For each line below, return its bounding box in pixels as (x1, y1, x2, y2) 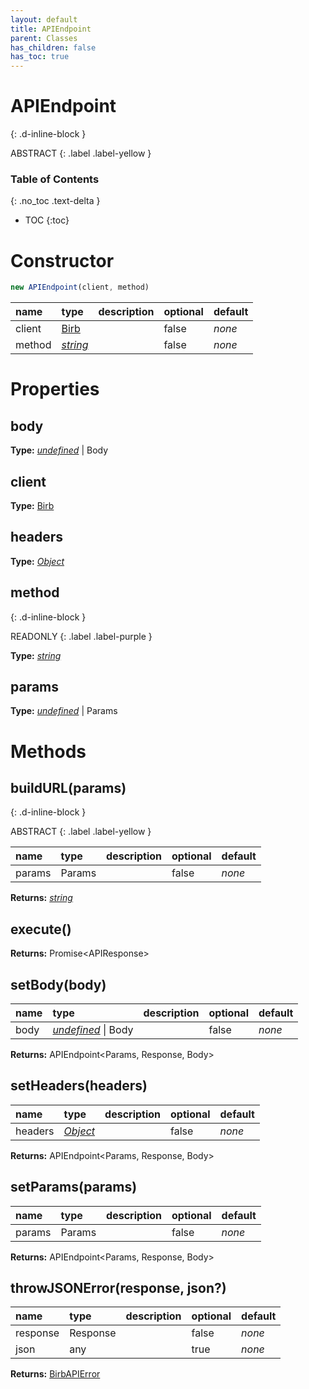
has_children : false (10, 42, 97, 53)
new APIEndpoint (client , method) (10, 282, 150, 293)
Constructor (10, 249, 115, 272)
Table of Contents (10, 172, 100, 186)
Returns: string (10, 892, 73, 904)
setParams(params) (10, 1179, 138, 1196)
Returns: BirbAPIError (10, 1368, 101, 1380)
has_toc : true (10, 52, 70, 62)
